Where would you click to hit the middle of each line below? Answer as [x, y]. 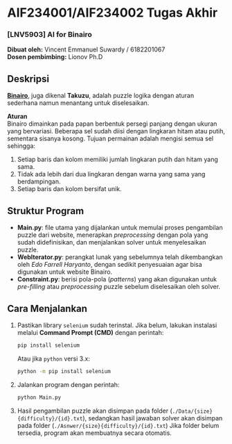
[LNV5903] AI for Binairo [50, 35]
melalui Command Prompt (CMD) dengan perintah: [90, 332]
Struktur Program [46, 211]
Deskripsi [28, 79]
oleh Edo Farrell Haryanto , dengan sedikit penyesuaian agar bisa [109, 265]
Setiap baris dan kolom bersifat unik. [70, 189]
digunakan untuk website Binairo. [65, 272]
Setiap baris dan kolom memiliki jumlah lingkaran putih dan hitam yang [117, 159]
